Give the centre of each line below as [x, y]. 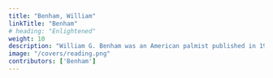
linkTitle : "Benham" [43, 24]
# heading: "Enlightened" [52, 31]
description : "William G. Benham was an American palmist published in [132, 46]
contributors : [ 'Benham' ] [52, 62]
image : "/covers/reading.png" [60, 54]
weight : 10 [27, 39]
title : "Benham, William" [52, 16]
